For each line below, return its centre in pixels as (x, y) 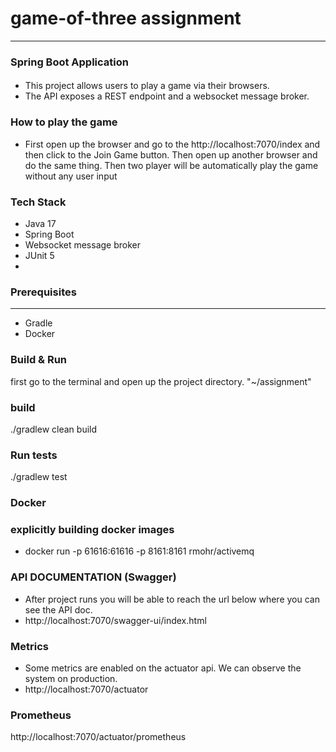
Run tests (34, 455)
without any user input (71, 176)
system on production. (71, 679)
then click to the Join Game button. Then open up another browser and (171, 154)
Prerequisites (43, 292)
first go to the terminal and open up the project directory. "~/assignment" (161, 381)
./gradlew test (39, 477)
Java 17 (40, 224)
